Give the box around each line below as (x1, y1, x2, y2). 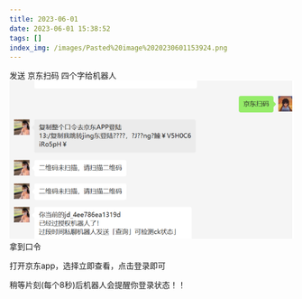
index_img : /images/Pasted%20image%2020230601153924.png (9, 43, 228, 52)
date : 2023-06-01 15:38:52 (9, 23, 111, 33)
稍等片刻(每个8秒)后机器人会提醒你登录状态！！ (9, 279, 187, 290)
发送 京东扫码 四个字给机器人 (9, 70, 117, 81)
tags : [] (9, 33, 42, 42)
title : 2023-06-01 (9, 14, 78, 23)
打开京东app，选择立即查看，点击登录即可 (9, 260, 167, 271)
